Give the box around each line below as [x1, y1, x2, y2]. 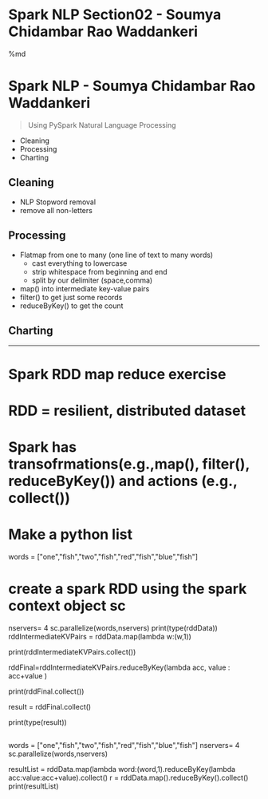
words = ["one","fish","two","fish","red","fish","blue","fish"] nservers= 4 [8, 741, 240, 750]
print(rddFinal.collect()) [8, 686, 85, 696]
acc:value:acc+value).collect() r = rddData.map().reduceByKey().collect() [8, 773, 249, 783]
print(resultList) [8, 781, 59, 791]
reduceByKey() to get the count [19, 301, 124, 311]
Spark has [8, 437, 77, 456]
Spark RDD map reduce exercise [8, 365, 227, 383]
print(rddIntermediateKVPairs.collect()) [8, 647, 136, 656]
